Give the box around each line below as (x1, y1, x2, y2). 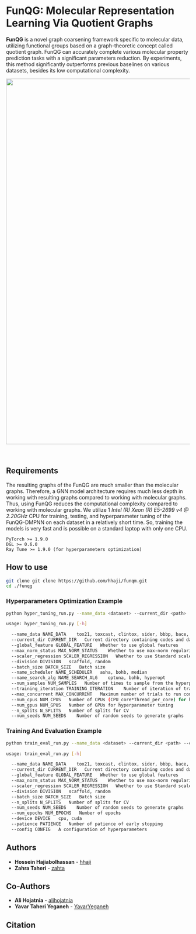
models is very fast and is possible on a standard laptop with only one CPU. (6, 525, 188, 532)
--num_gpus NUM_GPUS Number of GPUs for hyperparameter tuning (11, 702, 174, 708)
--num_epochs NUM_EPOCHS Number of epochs (11, 810, 121, 816)
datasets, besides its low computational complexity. (6, 67, 130, 74)
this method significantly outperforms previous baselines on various (6, 60, 170, 68)
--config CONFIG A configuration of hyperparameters (11, 826, 148, 832)
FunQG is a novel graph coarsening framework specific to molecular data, (6, 36, 184, 43)
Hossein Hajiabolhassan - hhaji (14, 858, 92, 865)
